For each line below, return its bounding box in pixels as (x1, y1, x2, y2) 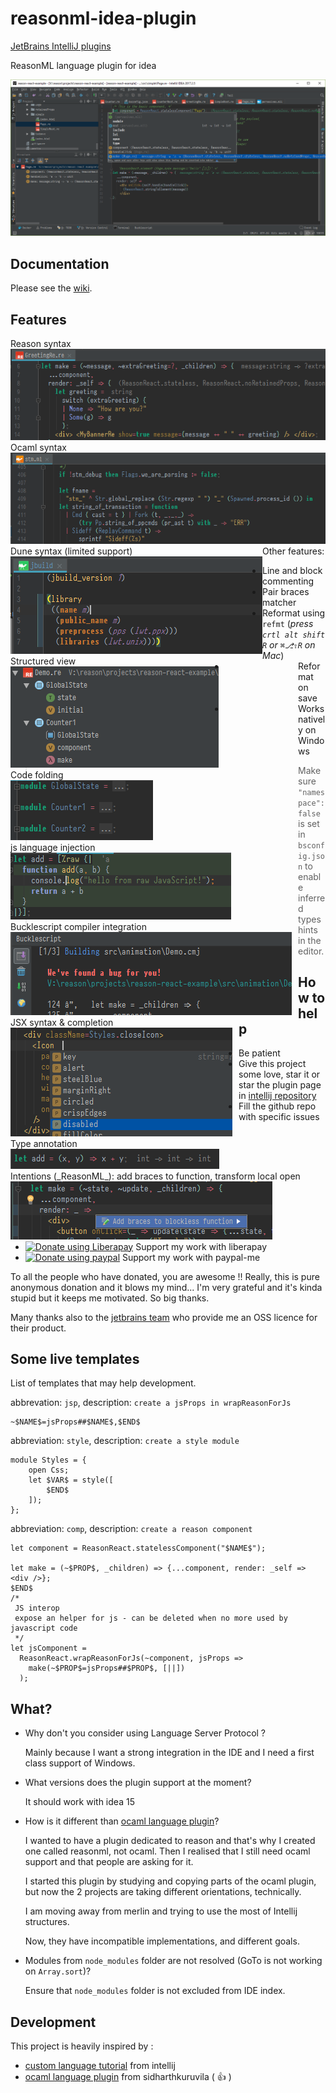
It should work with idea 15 (24, 1796, 135, 1808)
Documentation (10, 255, 110, 272)
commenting (262, 575, 315, 587)
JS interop (14, 1603, 60, 1614)
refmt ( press (262, 617, 314, 629)
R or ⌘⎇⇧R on (262, 638, 316, 651)
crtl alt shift (262, 630, 326, 640)
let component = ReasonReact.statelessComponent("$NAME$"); (10, 1543, 267, 1554)
